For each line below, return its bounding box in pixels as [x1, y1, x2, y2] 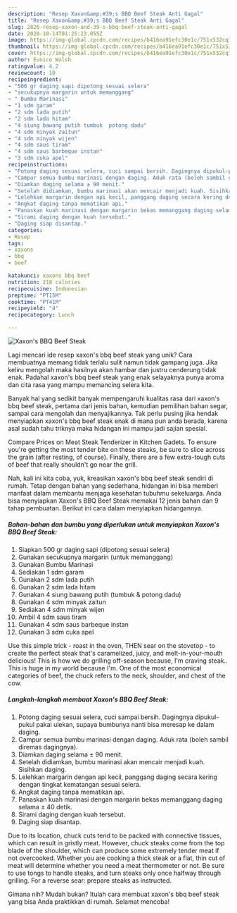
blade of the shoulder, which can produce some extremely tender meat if [8, 846, 220, 854]
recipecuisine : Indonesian [8, 285, 87, 293]
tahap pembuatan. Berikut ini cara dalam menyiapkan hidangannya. [8, 504, 203, 512]
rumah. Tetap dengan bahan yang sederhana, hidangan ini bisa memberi [8, 482, 219, 490]
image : [8, 37, 27, 44]
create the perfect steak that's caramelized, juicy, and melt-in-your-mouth [8, 649, 224, 657]
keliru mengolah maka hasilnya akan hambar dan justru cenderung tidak [8, 366, 217, 374]
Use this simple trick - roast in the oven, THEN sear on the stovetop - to [8, 641, 215, 649]
